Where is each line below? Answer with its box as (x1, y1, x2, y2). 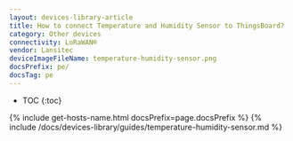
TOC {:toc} (21, 95, 62, 106)
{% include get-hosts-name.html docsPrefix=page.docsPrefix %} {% (9, 112, 263, 122)
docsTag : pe (9, 71, 53, 80)
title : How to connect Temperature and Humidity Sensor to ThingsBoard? (9, 21, 285, 30)
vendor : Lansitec (9, 46, 74, 55)
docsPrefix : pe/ (9, 63, 69, 72)
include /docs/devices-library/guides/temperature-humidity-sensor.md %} (9, 121, 283, 132)
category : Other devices (9, 29, 102, 38)
